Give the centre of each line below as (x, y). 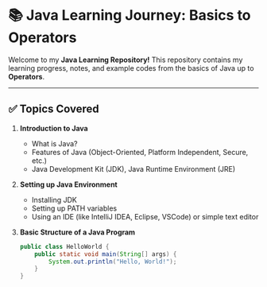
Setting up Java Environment (68, 184)
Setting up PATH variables (74, 208)
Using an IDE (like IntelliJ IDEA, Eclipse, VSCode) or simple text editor (145, 216)
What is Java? (54, 143)
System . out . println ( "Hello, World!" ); (113, 262)
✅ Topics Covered (54, 109)
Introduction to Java (54, 128)
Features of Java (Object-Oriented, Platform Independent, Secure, (140, 152)
